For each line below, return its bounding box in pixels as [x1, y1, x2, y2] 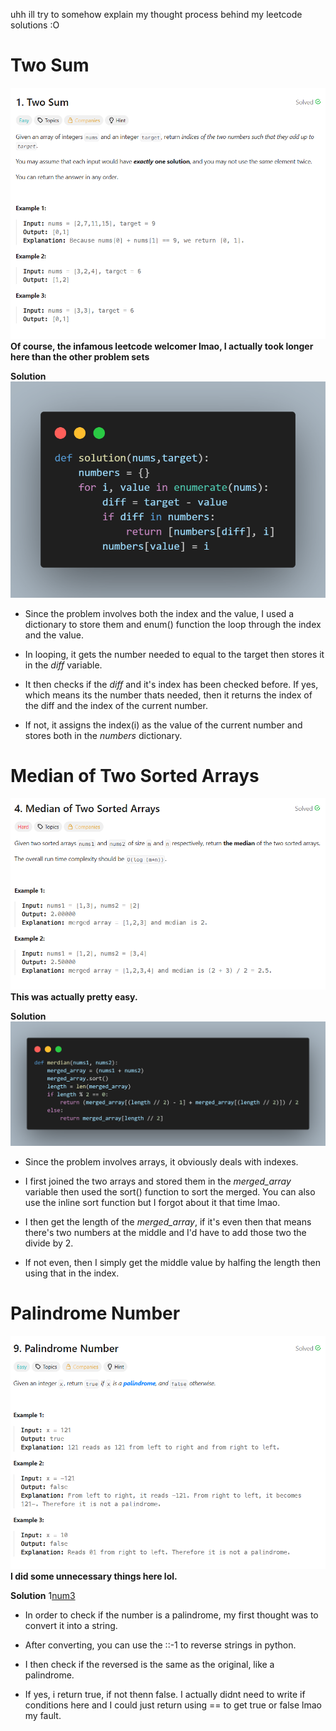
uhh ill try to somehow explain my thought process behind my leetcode [10, 9, 303, 20]
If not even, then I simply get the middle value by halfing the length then [24, 1257, 321, 1269]
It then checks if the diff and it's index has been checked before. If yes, [24, 678, 319, 690]
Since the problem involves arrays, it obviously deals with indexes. [24, 1156, 299, 1168]
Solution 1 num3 [10, 1589, 76, 1601]
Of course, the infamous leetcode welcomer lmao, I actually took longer [10, 340, 314, 353]
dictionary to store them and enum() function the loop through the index [24, 618, 322, 630]
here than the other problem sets [10, 351, 150, 363]
